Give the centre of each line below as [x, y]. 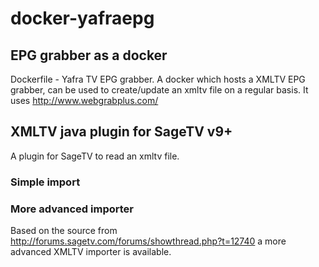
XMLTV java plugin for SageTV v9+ [121, 132]
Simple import [45, 182]
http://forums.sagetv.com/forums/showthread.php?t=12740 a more [148, 241]
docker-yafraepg [82, 18]
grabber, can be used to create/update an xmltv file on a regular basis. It [159, 90]
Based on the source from [64, 231]
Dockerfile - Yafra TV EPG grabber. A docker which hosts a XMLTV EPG [158, 79]
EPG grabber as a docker [89, 55]
